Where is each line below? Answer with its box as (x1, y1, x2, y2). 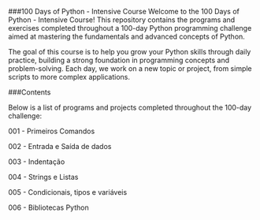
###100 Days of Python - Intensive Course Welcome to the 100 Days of (8, 7, 240, 16)
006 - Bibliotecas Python (8, 203, 89, 212)
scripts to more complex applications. (8, 73, 130, 81)
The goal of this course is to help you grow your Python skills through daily (8, 47, 251, 56)
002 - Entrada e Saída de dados (8, 142, 112, 151)
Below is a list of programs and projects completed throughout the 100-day (8, 103, 252, 112)
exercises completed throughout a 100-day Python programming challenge (8, 24, 252, 32)
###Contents (8, 88, 51, 97)
